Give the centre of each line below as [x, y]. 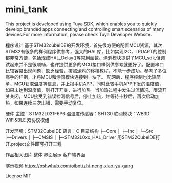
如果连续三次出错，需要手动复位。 [50, 103]
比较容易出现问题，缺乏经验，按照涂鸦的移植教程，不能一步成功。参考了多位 [86, 71]
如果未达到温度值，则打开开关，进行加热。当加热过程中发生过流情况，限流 [84, 90]
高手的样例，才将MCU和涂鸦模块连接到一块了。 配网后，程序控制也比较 [81, 77]
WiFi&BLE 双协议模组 [27, 120]
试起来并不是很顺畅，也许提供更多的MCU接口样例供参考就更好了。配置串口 [85, 64]
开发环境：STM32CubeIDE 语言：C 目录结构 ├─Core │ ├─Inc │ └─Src [79, 131]
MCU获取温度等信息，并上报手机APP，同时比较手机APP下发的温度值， [89, 84]
